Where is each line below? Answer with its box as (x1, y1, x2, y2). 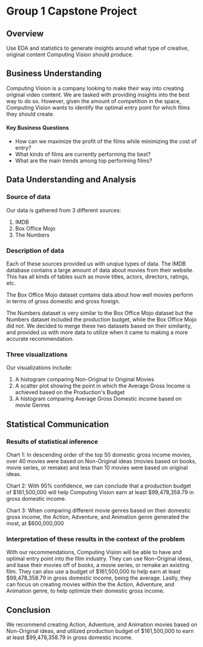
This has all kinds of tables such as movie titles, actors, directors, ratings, (6, 273, 190, 280)
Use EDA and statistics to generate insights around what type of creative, (6, 44, 189, 52)
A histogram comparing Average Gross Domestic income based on (15, 395, 182, 403)
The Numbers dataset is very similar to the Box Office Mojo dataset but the (6, 309, 193, 317)
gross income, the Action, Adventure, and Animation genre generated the (6, 513, 190, 520)
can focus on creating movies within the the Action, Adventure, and (6, 581, 175, 588)
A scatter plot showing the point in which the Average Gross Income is (15, 382, 191, 389)
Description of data (6, 246, 65, 255)
